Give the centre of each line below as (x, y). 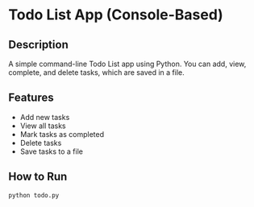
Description (38, 45)
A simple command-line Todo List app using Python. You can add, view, (127, 64)
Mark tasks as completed (62, 134)
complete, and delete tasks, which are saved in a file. (96, 72)
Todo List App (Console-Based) (116, 15)
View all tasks (43, 126)
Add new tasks (45, 117)
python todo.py (34, 195)
